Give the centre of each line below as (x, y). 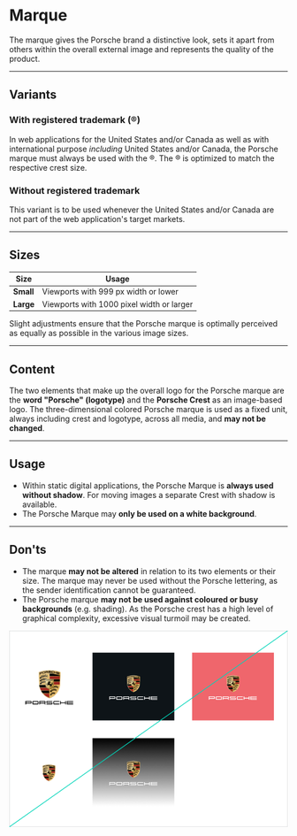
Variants (33, 95)
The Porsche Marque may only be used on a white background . (139, 513)
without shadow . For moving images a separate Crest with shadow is (148, 495)
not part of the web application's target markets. (97, 219)
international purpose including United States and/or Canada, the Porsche (144, 149)
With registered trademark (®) (75, 120)
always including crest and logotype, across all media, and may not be (138, 419)
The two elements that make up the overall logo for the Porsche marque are (147, 391)
